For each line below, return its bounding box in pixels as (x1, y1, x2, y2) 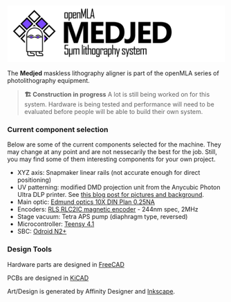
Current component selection (7, 124, 109, 134)
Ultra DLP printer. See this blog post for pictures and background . (17, 191, 205, 199)
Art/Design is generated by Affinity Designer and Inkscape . (7, 287, 175, 295)
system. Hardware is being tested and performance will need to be (24, 100, 214, 108)
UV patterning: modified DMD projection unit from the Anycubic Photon (17, 183, 221, 191)
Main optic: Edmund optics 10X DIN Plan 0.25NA (17, 198, 156, 206)
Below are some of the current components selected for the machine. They (7, 140, 221, 149)
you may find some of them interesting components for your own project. (7, 155, 216, 164)
